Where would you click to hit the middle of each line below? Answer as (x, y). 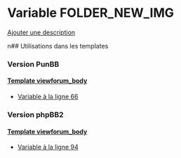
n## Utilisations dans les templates (58, 46)
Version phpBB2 (36, 114)
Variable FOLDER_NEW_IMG (90, 13)
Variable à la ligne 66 (48, 97)
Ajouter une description (41, 32)
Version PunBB (33, 64)
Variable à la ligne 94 (48, 147)
